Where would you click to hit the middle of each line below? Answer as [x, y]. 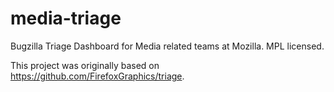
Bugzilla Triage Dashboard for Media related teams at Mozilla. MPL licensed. [167, 46]
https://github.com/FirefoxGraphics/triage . [97, 76]
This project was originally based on [85, 65]
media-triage [66, 18]
